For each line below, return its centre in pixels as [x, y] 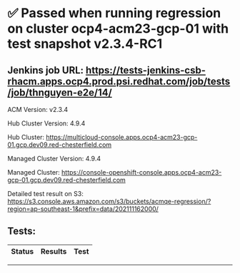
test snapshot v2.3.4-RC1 [85, 44]
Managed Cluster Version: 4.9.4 [54, 159]
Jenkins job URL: [46, 70]
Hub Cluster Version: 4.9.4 [46, 123]
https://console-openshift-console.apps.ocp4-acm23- [142, 172]
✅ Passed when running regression [114, 13]
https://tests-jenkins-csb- [145, 70]
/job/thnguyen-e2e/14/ [60, 92]
